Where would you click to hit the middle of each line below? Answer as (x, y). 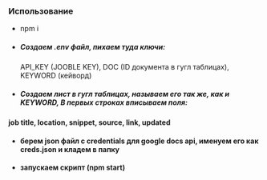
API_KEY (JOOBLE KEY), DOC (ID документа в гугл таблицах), (125, 67)
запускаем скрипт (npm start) (73, 168)
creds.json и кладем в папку (70, 149)
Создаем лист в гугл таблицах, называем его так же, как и (125, 94)
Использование (41, 11)
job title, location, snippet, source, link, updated (89, 122)
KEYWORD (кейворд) (56, 76)
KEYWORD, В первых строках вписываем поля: (104, 102)
